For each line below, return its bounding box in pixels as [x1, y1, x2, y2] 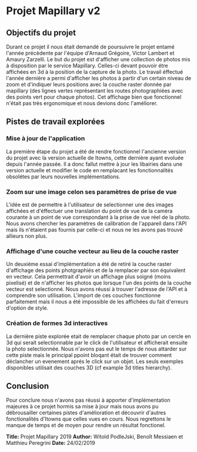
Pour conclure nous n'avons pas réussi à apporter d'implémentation [6, 397, 171, 404]
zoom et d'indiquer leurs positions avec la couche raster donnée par [6, 81, 172, 88]
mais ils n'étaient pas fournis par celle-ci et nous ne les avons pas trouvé [6, 226, 183, 233]
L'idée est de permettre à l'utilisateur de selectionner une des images [6, 201, 173, 208]
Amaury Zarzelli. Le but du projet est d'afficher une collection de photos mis [6, 56, 191, 63]
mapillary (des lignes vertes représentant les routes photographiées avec [6, 87, 183, 94]
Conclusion [6, 381, 49, 391]
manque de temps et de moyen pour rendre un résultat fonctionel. [6, 422, 166, 429]
